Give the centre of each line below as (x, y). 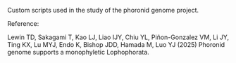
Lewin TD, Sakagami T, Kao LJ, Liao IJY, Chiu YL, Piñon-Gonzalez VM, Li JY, (118, 37)
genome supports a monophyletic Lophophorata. (78, 52)
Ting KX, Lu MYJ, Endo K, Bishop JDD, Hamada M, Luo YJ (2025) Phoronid (116, 44)
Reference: (23, 23)
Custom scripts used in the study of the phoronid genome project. (103, 10)
